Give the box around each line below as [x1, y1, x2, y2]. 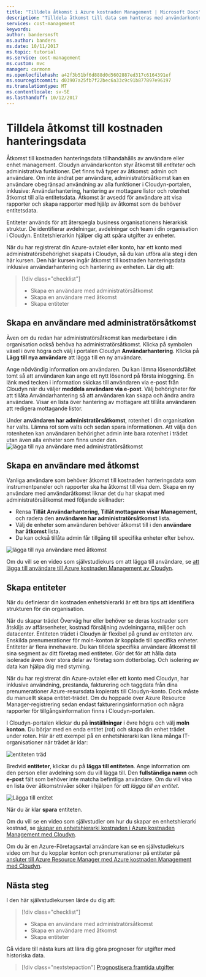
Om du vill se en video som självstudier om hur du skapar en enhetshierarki [6, 818, 197, 825]
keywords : [6, 26, 32, 33]
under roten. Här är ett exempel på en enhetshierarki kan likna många [6, 732, 182, 740]
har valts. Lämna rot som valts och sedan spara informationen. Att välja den [6, 423, 197, 430]
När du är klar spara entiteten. [6, 806, 83, 814]
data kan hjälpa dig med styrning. [6, 663, 91, 670]
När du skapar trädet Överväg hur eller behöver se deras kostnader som [6, 617, 189, 625]
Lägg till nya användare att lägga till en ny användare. [6, 354, 143, 361]
